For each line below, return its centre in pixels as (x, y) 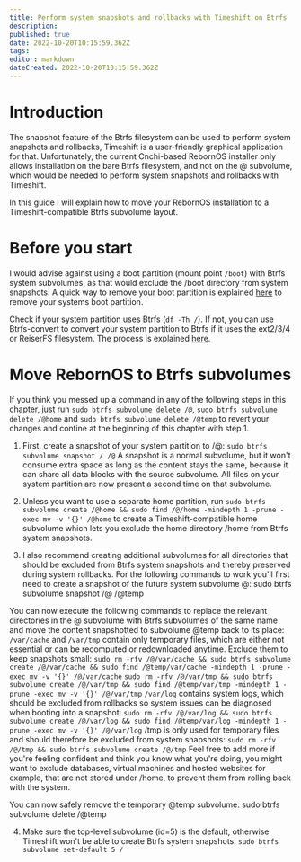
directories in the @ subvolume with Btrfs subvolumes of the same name (144, 620)
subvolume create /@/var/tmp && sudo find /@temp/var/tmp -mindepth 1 (144, 684)
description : (34, 26)
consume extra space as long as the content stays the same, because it (155, 465)
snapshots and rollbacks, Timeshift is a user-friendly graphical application (146, 147)
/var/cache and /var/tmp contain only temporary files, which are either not (147, 639)
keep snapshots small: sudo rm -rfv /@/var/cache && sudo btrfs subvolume (150, 658)
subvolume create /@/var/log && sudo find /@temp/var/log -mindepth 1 (144, 721)
